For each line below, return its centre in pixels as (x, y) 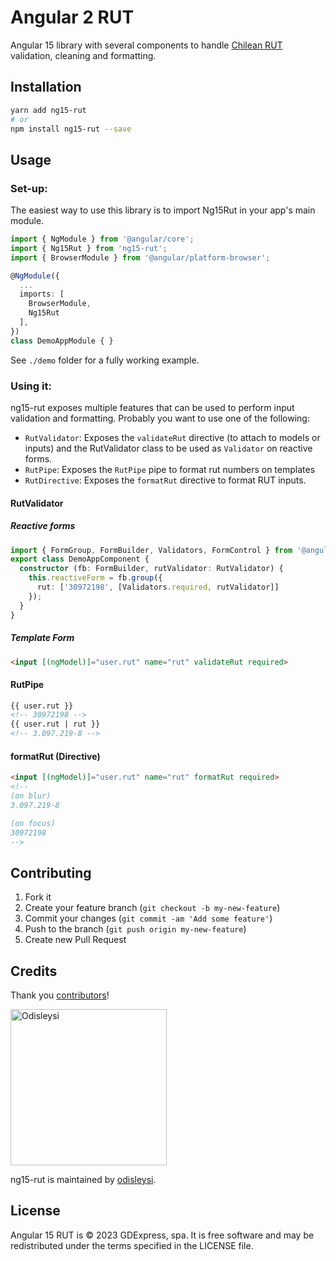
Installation (46, 87)
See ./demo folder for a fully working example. (105, 360)
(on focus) (33, 823)
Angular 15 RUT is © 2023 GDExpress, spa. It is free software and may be (162, 1235)
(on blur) (31, 796)
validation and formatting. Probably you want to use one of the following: (160, 418)
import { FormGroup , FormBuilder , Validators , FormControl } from (151, 550)
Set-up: (29, 188)
